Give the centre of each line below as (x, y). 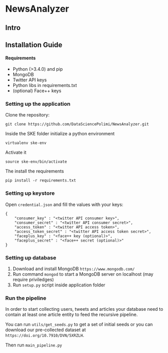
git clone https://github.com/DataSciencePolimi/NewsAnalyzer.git (77, 124)
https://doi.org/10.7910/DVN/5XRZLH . (45, 335)
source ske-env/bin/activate (36, 162)
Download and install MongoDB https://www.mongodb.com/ (74, 269)
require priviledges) (33, 280)
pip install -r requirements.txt (41, 181)
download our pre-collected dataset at (46, 330)
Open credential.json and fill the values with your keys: (64, 204)
